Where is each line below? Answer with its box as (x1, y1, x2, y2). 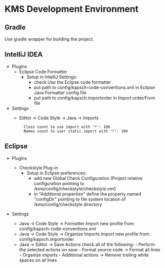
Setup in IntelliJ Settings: (26, 74, 78, 80)
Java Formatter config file (34, 90, 87, 96)
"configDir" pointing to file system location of (34, 196, 126, 202)
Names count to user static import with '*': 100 (23, 129, 128, 134)
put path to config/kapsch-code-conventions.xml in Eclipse (34, 84, 155, 90)
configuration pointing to (34, 180, 84, 186)
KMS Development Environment (4, 3, 139, 15)
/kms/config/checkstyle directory (34, 201, 102, 207)
